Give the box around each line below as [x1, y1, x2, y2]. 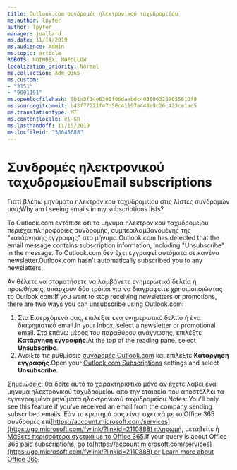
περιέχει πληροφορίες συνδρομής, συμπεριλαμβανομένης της [7, 226, 192, 235]
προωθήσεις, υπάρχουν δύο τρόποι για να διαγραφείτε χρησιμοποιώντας [7, 285, 224, 293]
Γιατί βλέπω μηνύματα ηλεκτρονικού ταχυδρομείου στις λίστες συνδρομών [7, 197, 230, 206]
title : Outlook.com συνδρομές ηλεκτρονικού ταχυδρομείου [7, 10, 178, 18]
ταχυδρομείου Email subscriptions [7, 174, 212, 190]
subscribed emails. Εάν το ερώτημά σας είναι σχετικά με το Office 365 [7, 410, 215, 418]
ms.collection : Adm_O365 [7, 69, 80, 76]
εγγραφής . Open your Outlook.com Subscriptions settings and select [17, 358, 219, 368]
